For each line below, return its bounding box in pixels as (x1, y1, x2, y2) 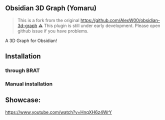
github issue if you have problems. (17, 27, 89, 34)
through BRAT (5, 67, 40, 74)
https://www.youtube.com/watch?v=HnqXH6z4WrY (5, 109, 112, 115)
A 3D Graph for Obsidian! (5, 37, 57, 43)
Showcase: (5, 96, 41, 104)
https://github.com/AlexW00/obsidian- (80, 17, 160, 23)
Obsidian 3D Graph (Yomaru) (5, 4, 96, 12)
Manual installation (5, 80, 53, 87)
